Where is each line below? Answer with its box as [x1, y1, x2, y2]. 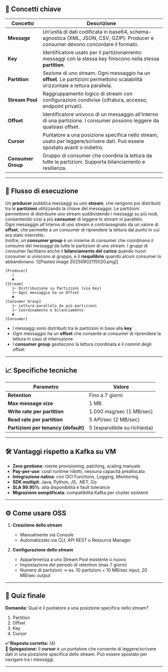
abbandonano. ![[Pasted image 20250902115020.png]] [5, 258, 118, 264]
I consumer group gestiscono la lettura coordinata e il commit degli [12, 341, 151, 347]
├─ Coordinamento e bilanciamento [11, 307, 84, 312]
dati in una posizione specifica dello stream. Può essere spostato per [5, 651, 147, 657]
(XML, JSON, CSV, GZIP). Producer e [66, 34, 154, 41]
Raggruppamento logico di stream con [42, 90, 133, 97]
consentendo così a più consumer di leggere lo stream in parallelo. [5, 216, 143, 222]
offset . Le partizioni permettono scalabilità [42, 75, 142, 82]
